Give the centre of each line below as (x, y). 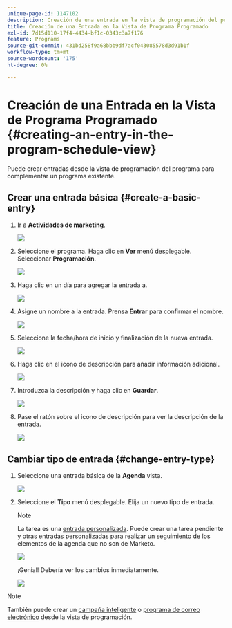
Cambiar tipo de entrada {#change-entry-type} (111, 459)
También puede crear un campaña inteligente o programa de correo (104, 610)
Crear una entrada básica (63, 197)
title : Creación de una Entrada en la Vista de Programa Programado (108, 26)
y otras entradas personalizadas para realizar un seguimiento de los (114, 536)
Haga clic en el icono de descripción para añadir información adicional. (118, 364)
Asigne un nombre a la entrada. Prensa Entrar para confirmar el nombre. (120, 311)
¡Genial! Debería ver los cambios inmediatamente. (88, 570)
